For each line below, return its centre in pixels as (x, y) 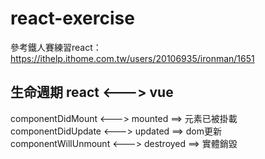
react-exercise (72, 18)
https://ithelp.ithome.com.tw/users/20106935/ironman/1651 (132, 58)
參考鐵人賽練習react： (56, 47)
